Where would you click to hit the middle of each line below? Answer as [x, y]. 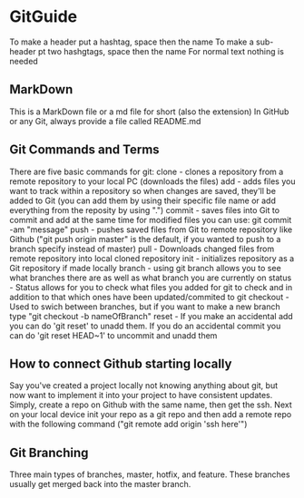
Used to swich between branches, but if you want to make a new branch [145, 307]
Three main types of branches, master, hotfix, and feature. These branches [150, 474]
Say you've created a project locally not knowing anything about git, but [144, 386]
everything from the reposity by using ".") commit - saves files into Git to [144, 210]
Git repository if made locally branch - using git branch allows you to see [145, 268]
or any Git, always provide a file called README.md [105, 121]
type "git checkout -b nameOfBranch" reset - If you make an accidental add [151, 316]
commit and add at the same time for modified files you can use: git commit [151, 220]
